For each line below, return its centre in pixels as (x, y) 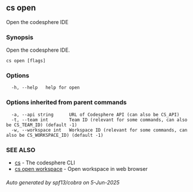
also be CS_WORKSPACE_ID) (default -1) (55, 135)
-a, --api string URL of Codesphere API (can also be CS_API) (96, 114)
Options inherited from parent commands (67, 102)
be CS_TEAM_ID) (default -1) (42, 125)
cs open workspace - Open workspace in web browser (81, 169)
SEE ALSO (21, 150)
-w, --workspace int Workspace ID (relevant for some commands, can (99, 130)
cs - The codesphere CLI (45, 163)
